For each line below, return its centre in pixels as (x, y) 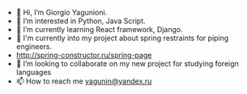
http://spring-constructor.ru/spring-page (84, 55)
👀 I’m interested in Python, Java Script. (81, 21)
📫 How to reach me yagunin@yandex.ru (84, 81)
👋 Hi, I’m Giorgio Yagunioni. (62, 12)
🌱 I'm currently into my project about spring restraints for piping (122, 38)
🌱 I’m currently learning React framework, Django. (100, 29)
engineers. (34, 47)
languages (34, 72)
